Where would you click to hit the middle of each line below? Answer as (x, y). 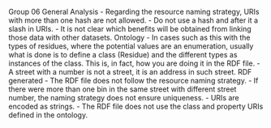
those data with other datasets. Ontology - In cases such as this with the (129, 37)
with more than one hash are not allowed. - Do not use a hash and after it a (133, 20)
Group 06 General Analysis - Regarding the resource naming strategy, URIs (134, 12)
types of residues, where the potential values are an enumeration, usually (131, 46)
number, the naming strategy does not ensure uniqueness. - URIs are (124, 98)
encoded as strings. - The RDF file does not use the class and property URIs (136, 106)
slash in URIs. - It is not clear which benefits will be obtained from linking (130, 29)
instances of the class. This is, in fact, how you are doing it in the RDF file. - (135, 63)
